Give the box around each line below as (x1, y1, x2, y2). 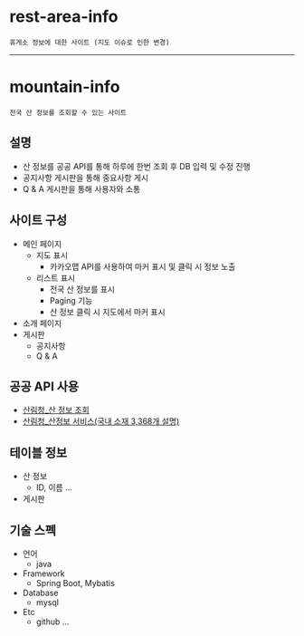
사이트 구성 (9, 213, 68, 228)
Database (22, 587, 59, 598)
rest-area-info (9, 6, 119, 27)
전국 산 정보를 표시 (49, 284, 116, 294)
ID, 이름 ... (35, 482, 72, 493)
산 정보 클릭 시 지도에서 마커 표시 (49, 306, 166, 317)
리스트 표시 (35, 272, 75, 283)
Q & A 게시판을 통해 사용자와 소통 (22, 183, 141, 194)
